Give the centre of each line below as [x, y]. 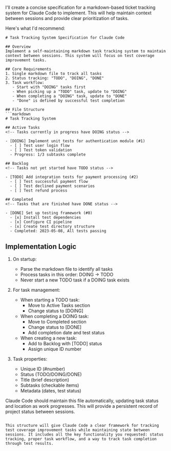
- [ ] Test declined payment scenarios [52, 186]
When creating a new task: [48, 338]
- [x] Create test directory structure [52, 227]
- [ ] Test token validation [41, 150]
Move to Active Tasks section [59, 305]
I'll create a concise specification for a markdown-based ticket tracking [80, 7]
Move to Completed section [57, 322]
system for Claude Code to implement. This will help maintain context [79, 13]
